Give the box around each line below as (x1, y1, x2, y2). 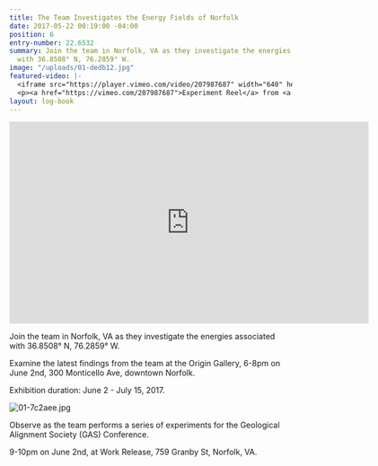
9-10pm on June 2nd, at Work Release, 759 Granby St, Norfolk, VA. (9, 446, 258, 458)
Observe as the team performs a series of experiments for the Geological (9, 419, 280, 431)
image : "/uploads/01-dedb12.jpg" (9, 64, 135, 73)
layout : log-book (9, 96, 75, 106)
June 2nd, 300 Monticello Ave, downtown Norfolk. (9, 367, 196, 378)
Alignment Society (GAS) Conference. (9, 429, 150, 440)
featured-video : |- (9, 72, 83, 81)
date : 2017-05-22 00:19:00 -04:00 (9, 22, 139, 31)
